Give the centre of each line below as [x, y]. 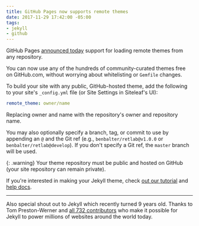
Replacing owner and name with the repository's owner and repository [92, 114]
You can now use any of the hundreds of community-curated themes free [96, 68]
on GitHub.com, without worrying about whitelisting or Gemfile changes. [94, 75]
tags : [13, 23]
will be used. [22, 151]
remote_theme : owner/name [38, 104]
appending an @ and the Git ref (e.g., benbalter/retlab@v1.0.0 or [85, 139]
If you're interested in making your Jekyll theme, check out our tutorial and [97, 181]
